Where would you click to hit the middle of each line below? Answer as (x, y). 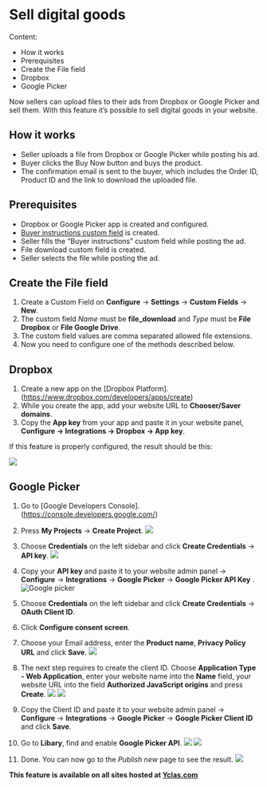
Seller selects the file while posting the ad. (90, 258)
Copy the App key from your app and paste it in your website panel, (132, 423)
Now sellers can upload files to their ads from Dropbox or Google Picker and (134, 101)
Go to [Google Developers (63, 506)
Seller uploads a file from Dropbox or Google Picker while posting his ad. (140, 154)
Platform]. (152, 389)
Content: (24, 37)
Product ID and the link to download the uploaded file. (109, 179)
